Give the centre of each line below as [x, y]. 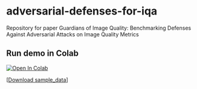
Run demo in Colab [42, 54]
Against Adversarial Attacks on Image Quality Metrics [73, 34]
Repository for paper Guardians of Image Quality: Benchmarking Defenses [99, 28]
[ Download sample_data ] [37, 79]
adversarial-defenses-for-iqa [82, 11]
